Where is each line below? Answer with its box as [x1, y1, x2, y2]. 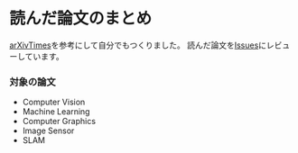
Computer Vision [22, 96, 86, 108]
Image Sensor [22, 125, 75, 136]
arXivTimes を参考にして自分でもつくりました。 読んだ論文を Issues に [9, 40, 267, 50]
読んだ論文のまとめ [9, 8, 153, 29]
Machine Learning [22, 106, 90, 117]
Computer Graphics [22, 116, 97, 127]
